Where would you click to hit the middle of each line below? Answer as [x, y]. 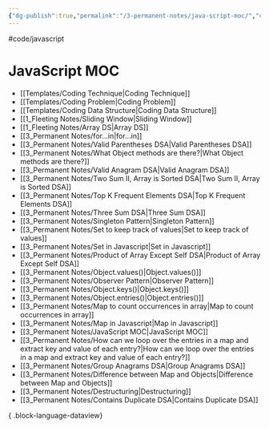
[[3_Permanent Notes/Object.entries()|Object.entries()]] [112, 297]
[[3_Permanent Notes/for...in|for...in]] [81, 135]
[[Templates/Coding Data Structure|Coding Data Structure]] [118, 110]
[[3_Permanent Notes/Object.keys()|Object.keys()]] [104, 289]
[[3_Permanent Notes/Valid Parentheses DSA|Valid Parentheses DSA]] [136, 144]
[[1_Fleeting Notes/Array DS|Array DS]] [84, 127]
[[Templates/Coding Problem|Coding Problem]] [98, 102]
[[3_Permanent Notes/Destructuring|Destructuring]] [105, 391]
